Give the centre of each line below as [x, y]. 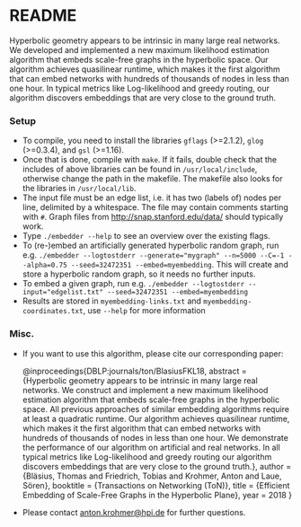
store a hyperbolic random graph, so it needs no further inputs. [139, 274]
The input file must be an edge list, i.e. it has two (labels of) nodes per [152, 198]
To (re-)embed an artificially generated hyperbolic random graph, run [150, 246]
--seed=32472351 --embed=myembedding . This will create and [180, 265]
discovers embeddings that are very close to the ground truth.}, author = [157, 466]
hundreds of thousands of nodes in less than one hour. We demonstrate [155, 437]
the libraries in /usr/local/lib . [79, 189]
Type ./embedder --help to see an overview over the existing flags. [146, 236]
